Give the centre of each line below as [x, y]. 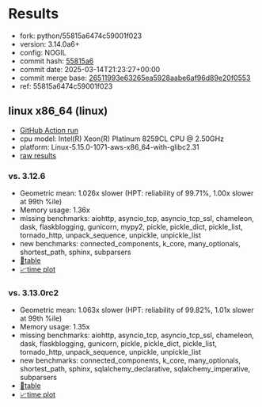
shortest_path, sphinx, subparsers [75, 252]
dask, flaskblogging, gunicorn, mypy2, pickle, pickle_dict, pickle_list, [131, 227]
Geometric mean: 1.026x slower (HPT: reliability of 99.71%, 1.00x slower [137, 193]
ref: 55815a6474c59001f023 [66, 86]
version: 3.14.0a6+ [49, 44]
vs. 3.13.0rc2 [34, 292]
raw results [38, 155]
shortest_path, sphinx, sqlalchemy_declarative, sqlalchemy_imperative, [135, 369]
